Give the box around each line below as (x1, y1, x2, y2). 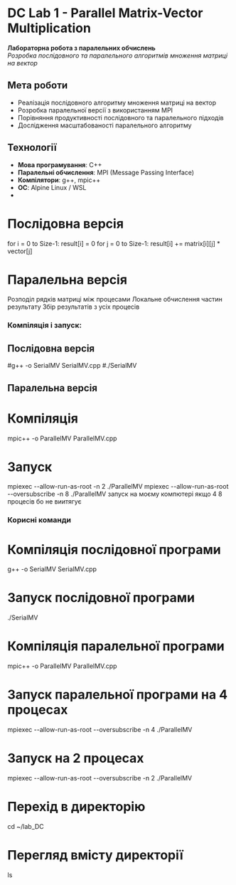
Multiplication (7, 20, 91, 36)
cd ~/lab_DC (7, 822, 44, 830)
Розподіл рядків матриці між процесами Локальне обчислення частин (7, 295, 222, 304)
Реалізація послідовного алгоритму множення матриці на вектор (17, 98, 217, 107)
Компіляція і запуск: (7, 320, 82, 330)
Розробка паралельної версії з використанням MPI (17, 105, 173, 115)
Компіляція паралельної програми (7, 638, 225, 655)
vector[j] (7, 247, 33, 255)
